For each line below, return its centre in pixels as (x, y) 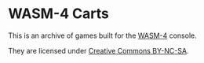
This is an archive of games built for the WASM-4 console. (103, 35)
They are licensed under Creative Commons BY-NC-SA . (98, 50)
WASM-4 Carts (59, 14)
